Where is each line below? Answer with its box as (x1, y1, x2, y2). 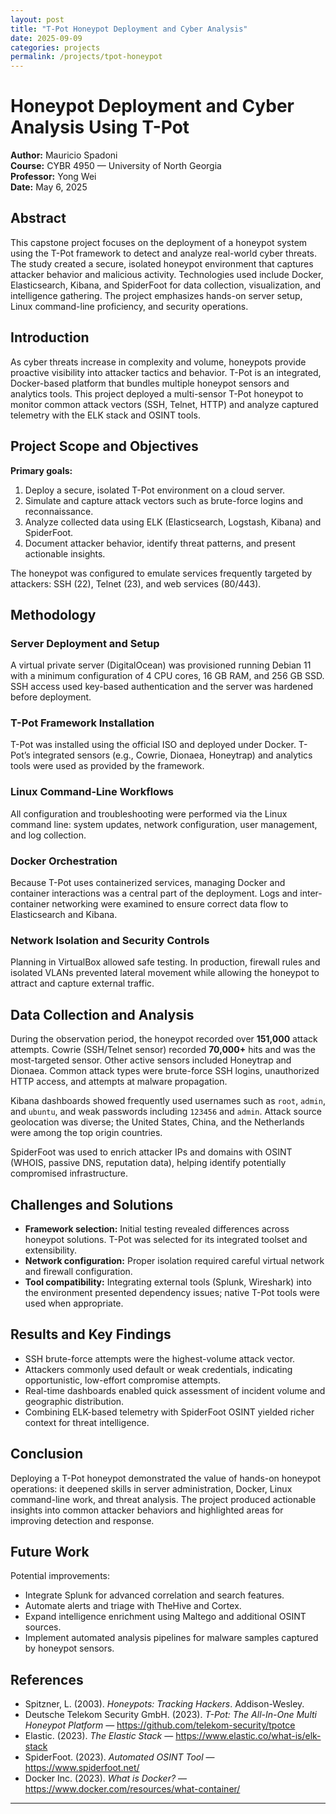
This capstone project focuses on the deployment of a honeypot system (10, 236, 308, 248)
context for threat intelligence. (24, 1416, 150, 1428)
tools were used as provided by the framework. (10, 760, 205, 772)
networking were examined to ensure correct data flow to (51, 898, 289, 910)
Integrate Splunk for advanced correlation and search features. (24, 1589, 285, 1601)
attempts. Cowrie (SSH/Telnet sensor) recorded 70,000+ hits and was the (10, 1044, 316, 1056)
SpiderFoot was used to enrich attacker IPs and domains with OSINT (10, 1146, 293, 1158)
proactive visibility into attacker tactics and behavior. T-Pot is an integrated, (10, 366, 322, 378)
